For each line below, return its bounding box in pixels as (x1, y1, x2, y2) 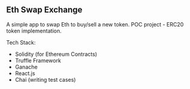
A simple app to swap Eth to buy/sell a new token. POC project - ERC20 (6, 20, 184, 28)
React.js (14, 69, 36, 77)
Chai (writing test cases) (14, 76, 77, 83)
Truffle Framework (14, 57, 62, 64)
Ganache (14, 63, 38, 70)
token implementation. (6, 27, 62, 34)
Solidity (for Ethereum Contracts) (14, 51, 98, 58)
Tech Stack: (6, 38, 36, 46)
